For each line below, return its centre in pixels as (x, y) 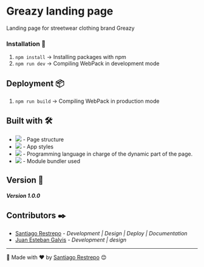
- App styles (38, 147)
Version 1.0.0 (23, 195)
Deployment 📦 (36, 83)
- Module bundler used (52, 161)
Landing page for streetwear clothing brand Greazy (70, 28)
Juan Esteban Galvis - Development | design (70, 240)
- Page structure (43, 139)
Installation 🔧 (26, 44)
